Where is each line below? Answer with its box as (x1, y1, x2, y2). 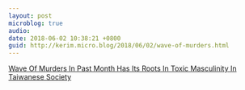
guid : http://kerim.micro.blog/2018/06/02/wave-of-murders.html (8, 42, 230, 50)
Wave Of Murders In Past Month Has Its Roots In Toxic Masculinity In (8, 63, 237, 73)
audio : (8, 27, 31, 35)
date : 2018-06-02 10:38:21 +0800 (8, 34, 121, 43)
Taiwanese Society (8, 72, 72, 82)
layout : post (8, 11, 53, 20)
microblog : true (8, 19, 63, 27)
